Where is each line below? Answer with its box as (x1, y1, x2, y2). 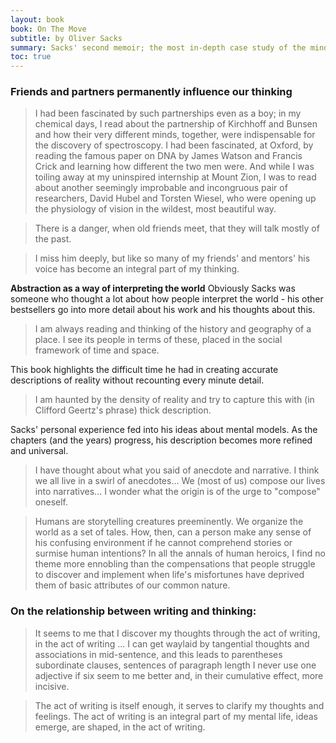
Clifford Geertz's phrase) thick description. (34, 404, 212, 416)
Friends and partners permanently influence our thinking (10, 85, 293, 99)
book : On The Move (10, 24, 87, 34)
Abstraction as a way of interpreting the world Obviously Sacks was (10, 282, 296, 295)
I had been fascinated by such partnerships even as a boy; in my (34, 107, 302, 120)
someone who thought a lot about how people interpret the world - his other (10, 293, 324, 305)
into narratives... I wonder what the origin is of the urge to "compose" (34, 486, 321, 498)
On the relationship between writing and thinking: (10, 604, 257, 618)
